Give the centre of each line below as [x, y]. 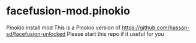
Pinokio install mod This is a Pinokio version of [64, 27]
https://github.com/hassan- [156, 27]
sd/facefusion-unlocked [36, 33]
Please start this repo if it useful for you [115, 33]
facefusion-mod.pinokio [68, 11]
